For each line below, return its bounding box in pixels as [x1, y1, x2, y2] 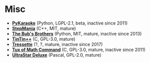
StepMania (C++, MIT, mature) [12, 25, 76, 31]
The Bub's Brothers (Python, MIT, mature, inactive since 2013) [12, 30, 142, 36]
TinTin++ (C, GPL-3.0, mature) [12, 36, 76, 42]
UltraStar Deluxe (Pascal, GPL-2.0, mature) [12, 51, 101, 58]
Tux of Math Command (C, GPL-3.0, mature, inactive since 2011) [12, 46, 146, 52]
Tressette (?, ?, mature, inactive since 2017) [12, 41, 103, 47]
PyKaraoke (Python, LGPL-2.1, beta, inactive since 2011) [12, 20, 128, 26]
